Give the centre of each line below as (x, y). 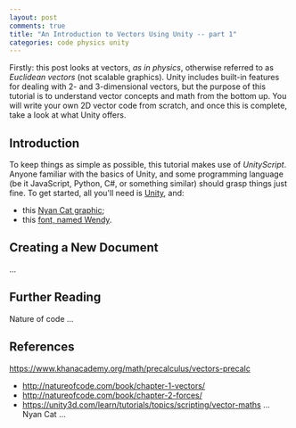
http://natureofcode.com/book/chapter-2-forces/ (112, 395)
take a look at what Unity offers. (68, 115)
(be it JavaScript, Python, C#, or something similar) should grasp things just (148, 184)
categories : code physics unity (69, 42)
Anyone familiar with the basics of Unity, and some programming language (146, 174)
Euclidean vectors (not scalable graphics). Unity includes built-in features (144, 78)
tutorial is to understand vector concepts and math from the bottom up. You (148, 96)
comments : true (37, 26)
